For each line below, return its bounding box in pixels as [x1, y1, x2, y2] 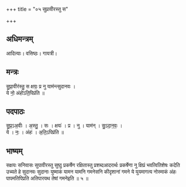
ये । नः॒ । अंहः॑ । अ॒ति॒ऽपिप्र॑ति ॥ [6, 129, 64, 136]
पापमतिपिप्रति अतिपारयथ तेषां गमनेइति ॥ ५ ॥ [6, 175, 89, 182]
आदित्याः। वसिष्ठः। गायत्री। [6, 50, 57, 57]
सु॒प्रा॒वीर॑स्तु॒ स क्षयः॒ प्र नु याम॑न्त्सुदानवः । [6, 83, 76, 90]
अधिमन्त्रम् [6, 34, 33, 44]
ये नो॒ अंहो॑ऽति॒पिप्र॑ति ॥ [6, 89, 45, 96]
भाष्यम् [6, 146, 23, 156]
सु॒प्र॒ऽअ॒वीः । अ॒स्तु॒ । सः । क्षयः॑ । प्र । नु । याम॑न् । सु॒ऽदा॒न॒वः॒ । [6, 122, 123, 129]
